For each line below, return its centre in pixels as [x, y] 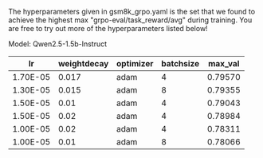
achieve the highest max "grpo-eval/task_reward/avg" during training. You [130, 20]
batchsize [180, 63]
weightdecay [84, 63]
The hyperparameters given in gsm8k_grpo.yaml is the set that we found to [132, 12]
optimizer [135, 63]
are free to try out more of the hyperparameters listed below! [108, 28]
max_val [224, 63]
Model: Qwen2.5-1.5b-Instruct [58, 44]
